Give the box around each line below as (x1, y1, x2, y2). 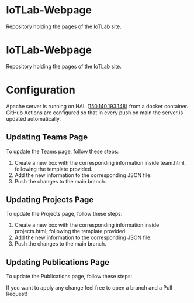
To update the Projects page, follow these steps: (6, 210, 123, 217)
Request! (6, 291, 27, 298)
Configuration (6, 83, 76, 97)
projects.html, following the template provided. (14, 228, 127, 235)
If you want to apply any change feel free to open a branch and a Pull (6, 284, 172, 291)
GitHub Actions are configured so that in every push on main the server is (6, 109, 183, 116)
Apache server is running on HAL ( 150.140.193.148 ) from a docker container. (6, 103, 189, 110)
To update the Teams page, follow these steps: (6, 148, 119, 155)
